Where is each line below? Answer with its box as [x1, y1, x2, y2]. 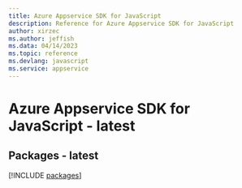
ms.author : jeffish [8, 34, 75, 43]
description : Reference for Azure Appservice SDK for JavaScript [8, 19, 234, 28]
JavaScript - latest [8, 117, 136, 135]
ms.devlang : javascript [8, 58, 89, 66]
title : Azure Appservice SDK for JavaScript [8, 11, 162, 20]
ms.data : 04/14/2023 [8, 42, 79, 50]
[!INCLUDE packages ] [8, 170, 82, 180]
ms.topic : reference [8, 49, 79, 58]
